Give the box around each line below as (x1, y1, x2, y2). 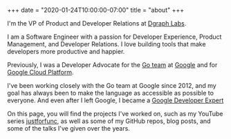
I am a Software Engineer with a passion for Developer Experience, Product (7, 33, 222, 41)
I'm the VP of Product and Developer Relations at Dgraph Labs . (7, 19, 187, 27)
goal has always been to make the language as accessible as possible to (7, 89, 214, 97)
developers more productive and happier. (7, 48, 125, 55)
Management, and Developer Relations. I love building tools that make (7, 40, 206, 48)
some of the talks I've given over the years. (7, 124, 130, 132)
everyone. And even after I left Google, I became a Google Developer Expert (7, 96, 224, 104)
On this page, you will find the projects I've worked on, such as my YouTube (7, 110, 223, 118)
